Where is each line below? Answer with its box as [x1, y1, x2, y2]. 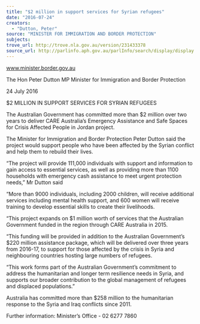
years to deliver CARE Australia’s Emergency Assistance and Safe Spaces [6, 117, 187, 124]
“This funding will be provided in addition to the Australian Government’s [6, 232, 185, 240]
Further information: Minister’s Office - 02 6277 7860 [6, 312, 137, 319]
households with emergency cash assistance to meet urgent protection [6, 172, 182, 179]
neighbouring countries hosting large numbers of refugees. [6, 251, 153, 259]
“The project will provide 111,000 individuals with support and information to [6, 160, 193, 167]
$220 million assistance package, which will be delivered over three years [6, 239, 189, 246]
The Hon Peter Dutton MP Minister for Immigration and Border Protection [6, 76, 186, 83]
